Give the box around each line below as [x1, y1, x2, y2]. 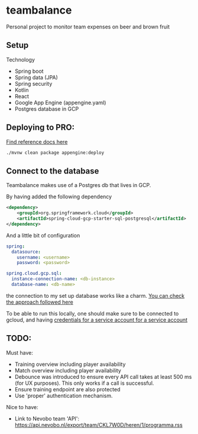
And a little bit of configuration [6, 232, 80, 239]
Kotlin [14, 86, 29, 94]
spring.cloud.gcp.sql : [6, 271, 62, 277]
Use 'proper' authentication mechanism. [14, 392, 113, 399]
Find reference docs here [6, 138, 68, 145]
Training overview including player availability [14, 361, 126, 368]
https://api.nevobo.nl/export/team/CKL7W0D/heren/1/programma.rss [14, 421, 183, 428]
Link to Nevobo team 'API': [14, 415, 80, 422]
